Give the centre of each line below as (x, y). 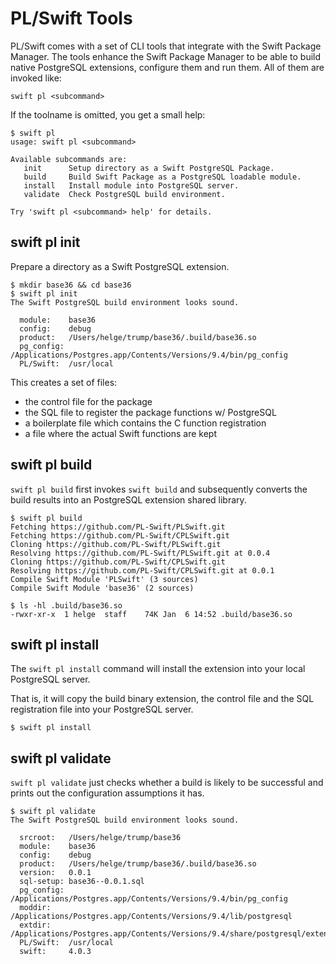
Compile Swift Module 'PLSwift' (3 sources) (104, 579)
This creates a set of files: (64, 382)
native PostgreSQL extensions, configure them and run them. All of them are (167, 67)
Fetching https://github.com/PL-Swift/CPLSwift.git (120, 535)
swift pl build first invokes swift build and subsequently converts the (159, 489)
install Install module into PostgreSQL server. (131, 185)
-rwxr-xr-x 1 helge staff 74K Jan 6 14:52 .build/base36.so (151, 614)
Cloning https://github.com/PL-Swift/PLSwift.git (116, 544)
